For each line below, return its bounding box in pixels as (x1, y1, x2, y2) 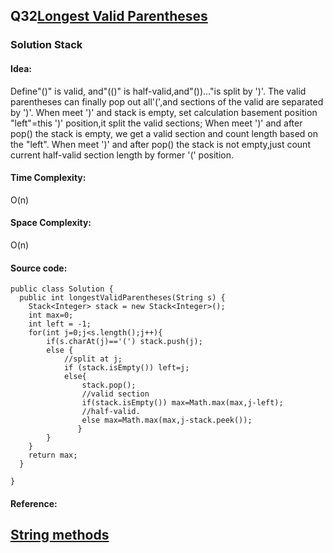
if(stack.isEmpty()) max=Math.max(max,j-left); (81, 398, 284, 408)
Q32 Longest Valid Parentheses (10, 8, 208, 25)
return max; (28, 450, 78, 461)
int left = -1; (28, 319, 92, 329)
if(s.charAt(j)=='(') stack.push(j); (46, 337, 203, 347)
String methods (10, 527, 110, 544)
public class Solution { (10, 284, 114, 294)
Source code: (10, 262, 68, 274)
